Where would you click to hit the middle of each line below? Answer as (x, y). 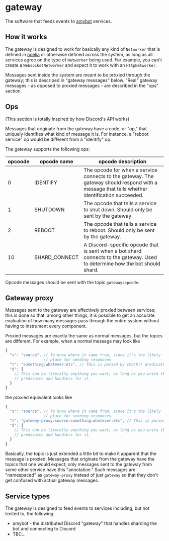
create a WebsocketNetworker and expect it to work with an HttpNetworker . (81, 65)
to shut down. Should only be (118, 209)
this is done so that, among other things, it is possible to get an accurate (80, 315)
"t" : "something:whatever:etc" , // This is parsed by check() (76, 365)
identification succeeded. (114, 195)
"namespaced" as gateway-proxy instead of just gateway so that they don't (82, 475)
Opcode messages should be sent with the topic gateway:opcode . (72, 282)
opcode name (57, 161)
